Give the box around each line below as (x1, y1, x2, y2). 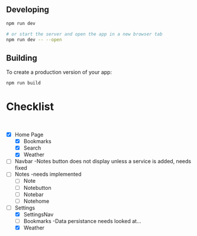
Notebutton (23, 184, 51, 191)
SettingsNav (23, 211, 54, 218)
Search (23, 144, 41, 151)
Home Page (14, 131, 44, 138)
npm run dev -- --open (6, 37, 62, 43)
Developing (6, 5, 49, 15)
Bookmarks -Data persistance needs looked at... (23, 217, 141, 224)
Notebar (23, 190, 44, 198)
